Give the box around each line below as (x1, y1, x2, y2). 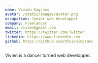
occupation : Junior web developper (5, 16, 78, 21)
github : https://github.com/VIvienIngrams (5, 39, 94, 44)
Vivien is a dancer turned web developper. (5, 52, 91, 58)
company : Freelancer (5, 21, 48, 26)
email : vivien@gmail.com (5, 25, 56, 30)
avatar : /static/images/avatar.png (5, 12, 78, 17)
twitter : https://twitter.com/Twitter (5, 30, 85, 35)
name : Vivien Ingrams (5, 7, 50, 12)
